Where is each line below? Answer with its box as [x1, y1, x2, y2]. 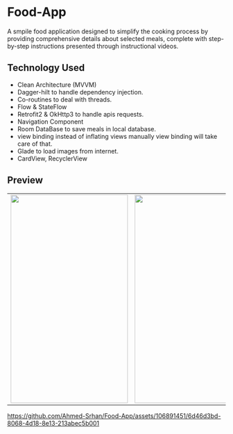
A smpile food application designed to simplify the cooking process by [7, 27, 208, 35]
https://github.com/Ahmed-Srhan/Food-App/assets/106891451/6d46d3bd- [7, 411, 221, 420]
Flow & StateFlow [17, 102, 67, 111]
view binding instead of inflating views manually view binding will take [17, 132, 218, 140]
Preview [7, 174, 44, 186]
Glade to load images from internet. [17, 147, 119, 155]
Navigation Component [17, 117, 84, 126]
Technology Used [7, 62, 85, 74]
